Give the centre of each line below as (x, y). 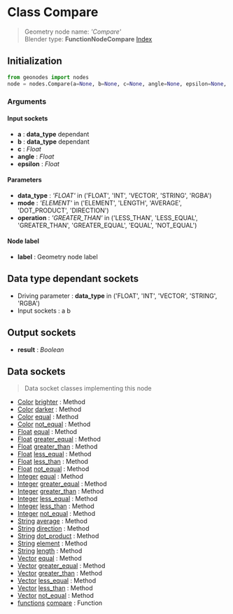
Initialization (35, 61)
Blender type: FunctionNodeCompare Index (88, 39)
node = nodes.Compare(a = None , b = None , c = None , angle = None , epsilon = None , (117, 84)
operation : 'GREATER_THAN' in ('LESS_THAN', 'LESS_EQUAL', (107, 217)
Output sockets (42, 333)
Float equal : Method (47, 432)
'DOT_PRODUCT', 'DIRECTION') (63, 210)
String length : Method (50, 551)
